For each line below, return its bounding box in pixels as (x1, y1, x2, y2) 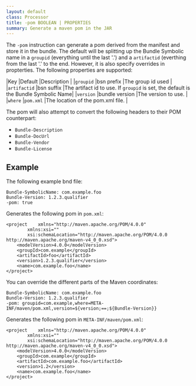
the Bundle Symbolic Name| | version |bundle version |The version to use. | (6, 91, 188, 98)
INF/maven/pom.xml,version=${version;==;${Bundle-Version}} (6, 305, 158, 311)
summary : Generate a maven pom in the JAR (6, 25, 112, 31)
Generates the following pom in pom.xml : (6, 210, 104, 217)
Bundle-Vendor (14, 140, 50, 146)
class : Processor (6, 14, 49, 20)
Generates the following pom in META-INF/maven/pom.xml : (6, 316, 143, 323)
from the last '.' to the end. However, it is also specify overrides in (6, 60, 165, 67)
